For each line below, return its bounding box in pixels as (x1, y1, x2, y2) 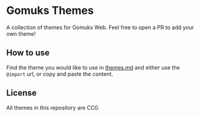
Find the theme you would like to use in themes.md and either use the (6, 64, 181, 71)
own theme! (6, 30, 36, 37)
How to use (6, 48, 50, 58)
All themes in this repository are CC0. (6, 104, 100, 111)
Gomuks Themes (6, 4, 94, 18)
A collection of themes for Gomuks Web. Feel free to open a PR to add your (6, 24, 195, 31)
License (6, 88, 37, 98)
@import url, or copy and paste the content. (6, 70, 113, 78)
